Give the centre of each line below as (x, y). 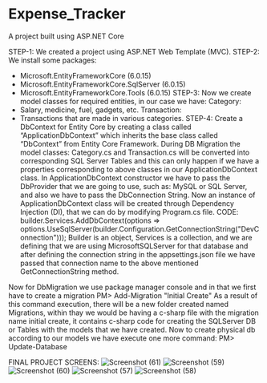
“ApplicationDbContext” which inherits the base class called (119, 135)
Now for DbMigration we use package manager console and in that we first (132, 287)
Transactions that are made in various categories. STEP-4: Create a (131, 118)
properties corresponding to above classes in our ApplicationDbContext (139, 169)
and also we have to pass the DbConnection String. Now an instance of (138, 195)
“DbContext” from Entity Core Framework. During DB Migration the (130, 143)
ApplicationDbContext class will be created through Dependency (127, 203)
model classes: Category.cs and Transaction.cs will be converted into (135, 152)
